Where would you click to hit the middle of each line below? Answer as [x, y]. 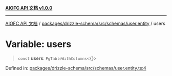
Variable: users [38, 44]
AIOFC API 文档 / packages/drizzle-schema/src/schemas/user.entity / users [85, 23]
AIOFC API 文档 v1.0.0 [29, 8]
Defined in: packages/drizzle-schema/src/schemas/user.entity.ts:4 [76, 68]
